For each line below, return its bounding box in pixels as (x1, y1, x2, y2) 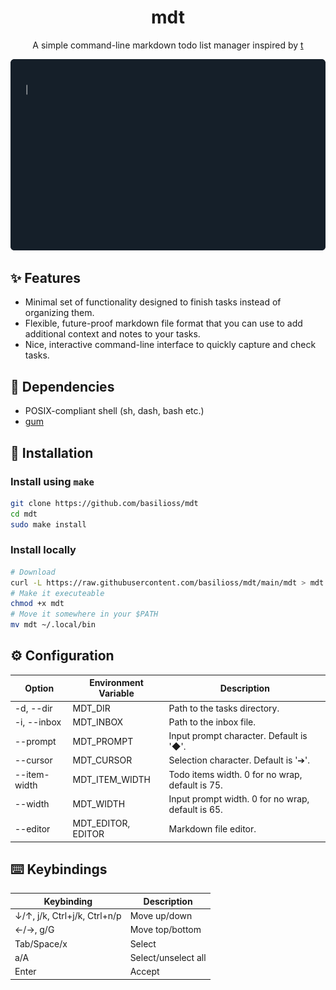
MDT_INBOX (72, 716, 124, 728)
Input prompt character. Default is (168, 730, 308, 742)
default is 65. (168, 803, 223, 815)
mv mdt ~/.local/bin (10, 620, 97, 630)
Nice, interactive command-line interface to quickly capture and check (24, 339, 317, 351)
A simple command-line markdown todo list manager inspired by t (32, 39, 304, 51)
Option (24, 682, 55, 694)
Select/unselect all (129, 951, 207, 963)
